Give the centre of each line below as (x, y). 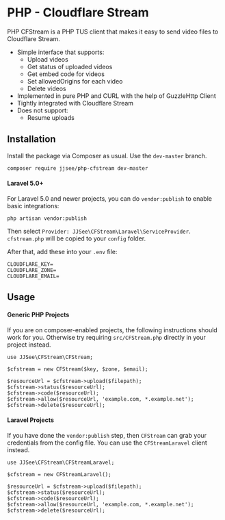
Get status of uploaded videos (70, 66)
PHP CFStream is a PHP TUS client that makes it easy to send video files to (113, 32)
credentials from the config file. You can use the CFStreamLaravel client (107, 443)
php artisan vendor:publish (47, 218)
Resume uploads (51, 117)
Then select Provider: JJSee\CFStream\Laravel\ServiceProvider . (99, 231)
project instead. (29, 345)
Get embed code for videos (66, 74)
